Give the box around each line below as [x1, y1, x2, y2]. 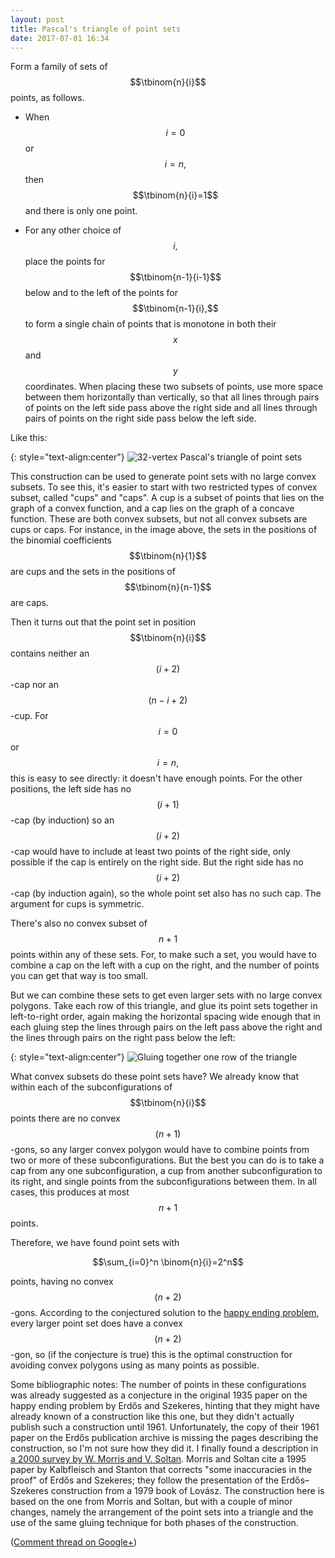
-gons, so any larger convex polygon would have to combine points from [10, 1144, 310, 1156]
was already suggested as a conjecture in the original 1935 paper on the [10, 1389, 308, 1401]
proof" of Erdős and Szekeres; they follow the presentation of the [10, 1474, 280, 1486]
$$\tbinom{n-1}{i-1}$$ [129, 271, 222, 283]
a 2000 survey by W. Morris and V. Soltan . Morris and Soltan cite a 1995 [10, 1453, 307, 1465]
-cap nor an [10, 679, 59, 691]
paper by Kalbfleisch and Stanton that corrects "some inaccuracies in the [10, 1464, 313, 1476]
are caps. [10, 597, 49, 609]
